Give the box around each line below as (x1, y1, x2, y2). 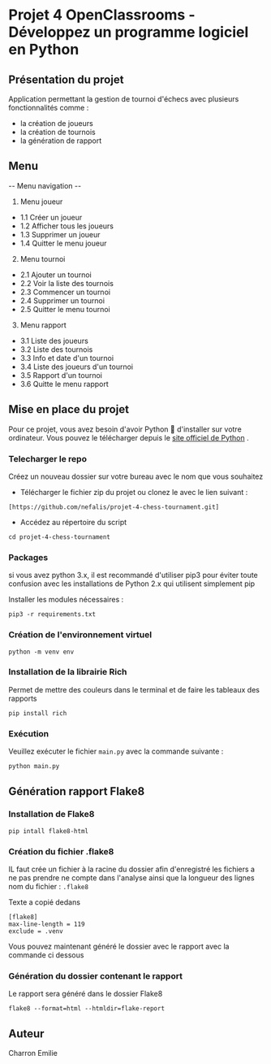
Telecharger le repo (8, 453, 88, 464)
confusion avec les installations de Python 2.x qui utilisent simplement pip (8, 579, 256, 588)
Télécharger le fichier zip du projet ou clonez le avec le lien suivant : (19, 487, 248, 497)
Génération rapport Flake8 (8, 784, 145, 798)
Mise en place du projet (8, 402, 130, 416)
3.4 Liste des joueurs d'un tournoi (19, 362, 134, 371)
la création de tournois (19, 128, 96, 137)
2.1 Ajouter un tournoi (19, 270, 92, 280)
